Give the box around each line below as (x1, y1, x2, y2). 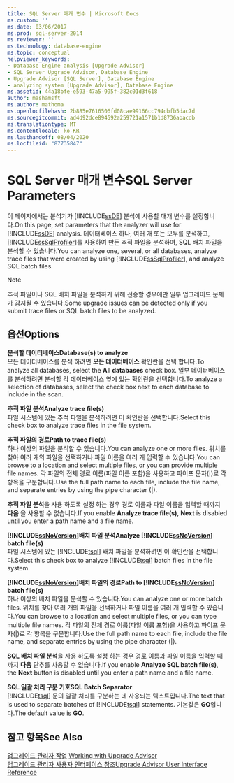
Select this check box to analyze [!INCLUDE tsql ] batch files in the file (14, 556, 213, 564)
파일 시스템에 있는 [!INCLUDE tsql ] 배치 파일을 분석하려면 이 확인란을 (7, 547, 194, 556)
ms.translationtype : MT (7, 120, 77, 128)
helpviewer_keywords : (7, 56, 71, 63)
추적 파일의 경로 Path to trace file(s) (7, 435, 107, 444)
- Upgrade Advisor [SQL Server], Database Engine (7, 75, 155, 82)
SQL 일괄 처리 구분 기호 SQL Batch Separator (7, 682, 133, 691)
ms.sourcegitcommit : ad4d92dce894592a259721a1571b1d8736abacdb (7, 114, 196, 121)
